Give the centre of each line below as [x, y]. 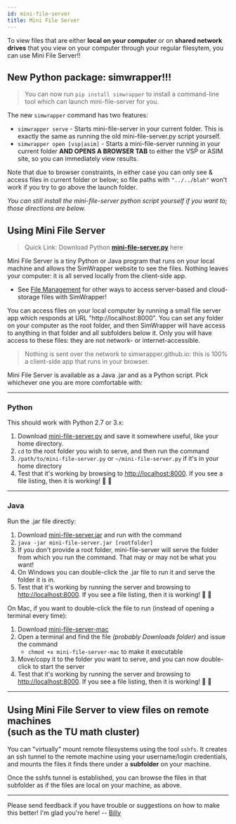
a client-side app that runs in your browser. [87, 362]
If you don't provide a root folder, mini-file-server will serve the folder [118, 549]
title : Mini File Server [44, 20]
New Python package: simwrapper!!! [90, 77]
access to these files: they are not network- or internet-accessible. [104, 341]
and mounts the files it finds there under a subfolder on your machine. [109, 764]
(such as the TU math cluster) [74, 732]
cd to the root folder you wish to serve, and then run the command [113, 451]
